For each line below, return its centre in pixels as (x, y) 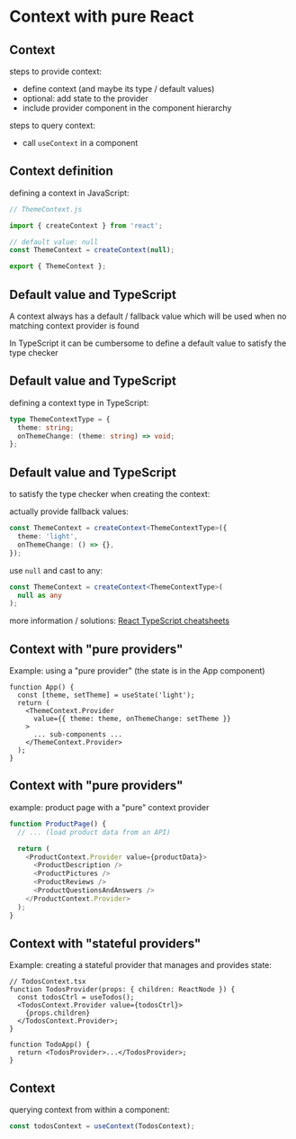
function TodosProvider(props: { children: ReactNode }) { (122, 990)
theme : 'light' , (48, 537)
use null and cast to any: (56, 570)
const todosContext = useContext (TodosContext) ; (102, 1126)
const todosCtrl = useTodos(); (76, 998)
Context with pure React (102, 17)
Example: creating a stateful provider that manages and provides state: (141, 965)
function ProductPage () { (58, 824)
